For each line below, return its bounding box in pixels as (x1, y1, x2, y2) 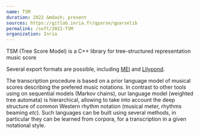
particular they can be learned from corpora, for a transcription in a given (6, 115, 186, 123)
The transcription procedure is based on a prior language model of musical (6, 77, 191, 85)
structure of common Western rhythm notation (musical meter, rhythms (6, 103, 182, 110)
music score (6, 54, 37, 61)
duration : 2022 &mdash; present (6, 14, 87, 20)
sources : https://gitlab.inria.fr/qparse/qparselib (6, 20, 137, 26)
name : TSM (6, 8, 31, 15)
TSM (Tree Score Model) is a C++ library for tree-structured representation (6, 47, 191, 55)
